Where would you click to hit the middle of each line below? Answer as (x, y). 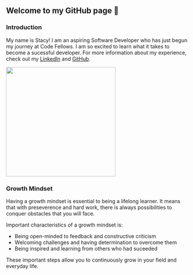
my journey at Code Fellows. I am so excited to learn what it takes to (88, 46)
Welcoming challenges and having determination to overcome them (96, 242)
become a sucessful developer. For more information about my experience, (96, 53)
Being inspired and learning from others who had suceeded (86, 248)
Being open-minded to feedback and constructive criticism (85, 236)
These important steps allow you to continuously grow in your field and (91, 260)
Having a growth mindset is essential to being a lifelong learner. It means (93, 201)
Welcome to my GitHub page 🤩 (62, 11)
